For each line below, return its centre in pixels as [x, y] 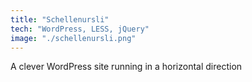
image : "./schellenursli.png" [73, 38]
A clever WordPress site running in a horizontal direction [126, 67]
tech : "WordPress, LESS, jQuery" [80, 29]
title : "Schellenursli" [60, 19]
